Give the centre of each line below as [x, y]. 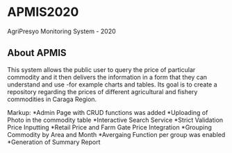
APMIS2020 [43, 12]
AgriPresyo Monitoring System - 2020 [61, 31]
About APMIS [37, 53]
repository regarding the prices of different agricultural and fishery [102, 91]
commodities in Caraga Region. [52, 99]
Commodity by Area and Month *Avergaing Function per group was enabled [116, 134]
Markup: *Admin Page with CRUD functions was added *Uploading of [108, 112]
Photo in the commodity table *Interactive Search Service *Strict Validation [115, 120]
